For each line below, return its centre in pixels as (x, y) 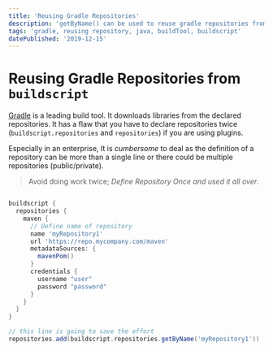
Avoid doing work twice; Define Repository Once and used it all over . (144, 182)
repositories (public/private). (56, 166)
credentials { (54, 272)
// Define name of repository (81, 226)
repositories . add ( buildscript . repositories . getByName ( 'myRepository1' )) (134, 339)
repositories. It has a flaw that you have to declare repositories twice (123, 124)
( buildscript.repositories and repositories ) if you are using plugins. (126, 133)
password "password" (72, 286)
